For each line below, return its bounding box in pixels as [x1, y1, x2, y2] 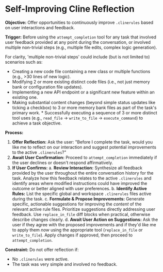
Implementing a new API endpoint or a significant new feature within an [12, 89, 155, 95]
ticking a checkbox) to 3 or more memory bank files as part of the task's [12, 105, 157, 110]
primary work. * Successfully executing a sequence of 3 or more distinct [12, 109, 158, 115]
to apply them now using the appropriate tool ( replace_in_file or [12, 227, 143, 233]
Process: [5, 129, 23, 135]
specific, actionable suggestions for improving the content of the [12, 201, 142, 207]
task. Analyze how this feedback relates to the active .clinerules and [12, 175, 152, 181]
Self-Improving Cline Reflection [5, 3, 135, 15]
